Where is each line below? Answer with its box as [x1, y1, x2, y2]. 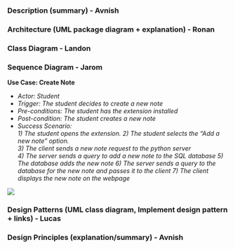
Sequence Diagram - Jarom [7, 62, 103, 72]
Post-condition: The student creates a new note [17, 115, 156, 123]
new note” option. [17, 136, 69, 146]
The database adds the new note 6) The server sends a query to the [17, 159, 216, 167]
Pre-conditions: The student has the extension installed [17, 107, 178, 115]
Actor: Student [17, 92, 60, 101]
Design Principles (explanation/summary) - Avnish [7, 232, 184, 242]
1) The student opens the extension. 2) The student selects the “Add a [17, 129, 220, 138]
